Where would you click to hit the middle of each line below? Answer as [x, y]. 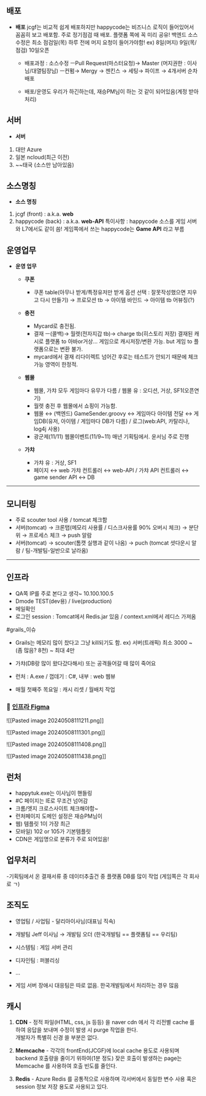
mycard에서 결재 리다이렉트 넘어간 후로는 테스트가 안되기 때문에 [110, 357]
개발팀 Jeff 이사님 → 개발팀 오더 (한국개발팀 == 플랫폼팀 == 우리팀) [96, 934]
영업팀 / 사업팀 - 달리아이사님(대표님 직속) [65, 921]
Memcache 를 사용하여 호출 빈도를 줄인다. [66, 1066]
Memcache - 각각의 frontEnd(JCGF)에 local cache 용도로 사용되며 [97, 1051]
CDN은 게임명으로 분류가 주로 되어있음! [62, 839]
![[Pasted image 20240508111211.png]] [55, 721]
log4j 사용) [47, 429]
